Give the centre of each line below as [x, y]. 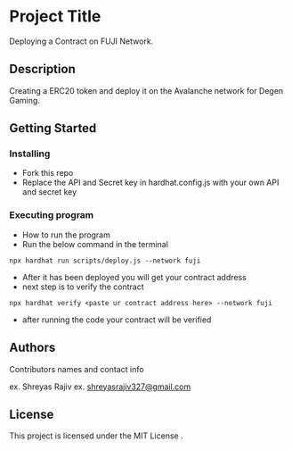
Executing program [52, 215]
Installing [30, 154]
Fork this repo [48, 173]
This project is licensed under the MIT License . [97, 436]
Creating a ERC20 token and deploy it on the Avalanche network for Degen [146, 90]
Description [42, 69]
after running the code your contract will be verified [117, 320]
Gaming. [24, 100]
